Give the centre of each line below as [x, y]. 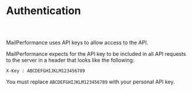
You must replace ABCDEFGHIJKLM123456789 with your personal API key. [90, 82]
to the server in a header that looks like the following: [70, 60]
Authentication [43, 11]
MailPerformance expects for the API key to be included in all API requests [96, 53]
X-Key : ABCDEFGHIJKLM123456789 [46, 71]
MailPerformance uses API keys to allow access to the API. [77, 42]
